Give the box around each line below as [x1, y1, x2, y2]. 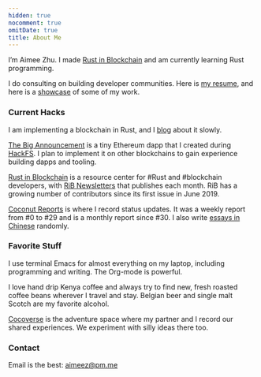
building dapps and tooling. [8, 157, 97, 166]
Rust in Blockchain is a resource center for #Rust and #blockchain [8, 172, 222, 181]
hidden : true [8, 11, 51, 20]
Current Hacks [8, 107, 65, 118]
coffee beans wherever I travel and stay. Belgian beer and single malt [8, 290, 233, 300]
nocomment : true [8, 19, 62, 27]
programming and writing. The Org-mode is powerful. [8, 267, 183, 276]
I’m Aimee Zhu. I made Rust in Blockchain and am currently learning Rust [8, 55, 244, 65]
